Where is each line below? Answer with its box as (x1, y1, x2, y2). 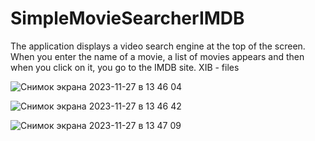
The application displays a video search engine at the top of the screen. (10, 40, 306, 52)
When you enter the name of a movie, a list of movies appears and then (10, 50, 305, 62)
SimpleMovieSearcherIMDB (10, 7, 245, 30)
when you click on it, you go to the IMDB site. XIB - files (10, 61, 240, 73)
